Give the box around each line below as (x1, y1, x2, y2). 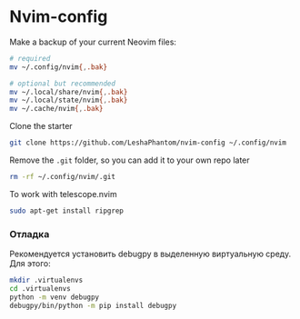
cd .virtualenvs (9, 284, 71, 293)
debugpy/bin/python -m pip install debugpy (9, 301, 177, 310)
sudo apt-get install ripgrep (9, 206, 125, 215)
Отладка (9, 227, 50, 240)
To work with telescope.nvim (9, 188, 117, 199)
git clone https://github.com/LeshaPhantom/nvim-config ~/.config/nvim (9, 138, 286, 147)
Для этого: (9, 258, 52, 269)
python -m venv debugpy (9, 293, 100, 302)
